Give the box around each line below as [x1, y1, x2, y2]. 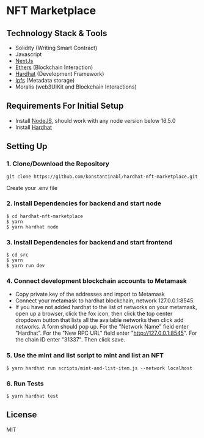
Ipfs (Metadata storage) [15, 77, 75, 84]
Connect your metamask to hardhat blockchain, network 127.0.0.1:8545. [15, 297, 195, 304]
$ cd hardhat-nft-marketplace [6, 213, 84, 219]
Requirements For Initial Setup [6, 101, 124, 111]
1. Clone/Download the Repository [6, 159, 110, 168]
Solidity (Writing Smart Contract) [15, 44, 98, 51]
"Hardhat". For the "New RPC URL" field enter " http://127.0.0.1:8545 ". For [15, 329, 197, 337]
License [6, 410, 37, 420]
